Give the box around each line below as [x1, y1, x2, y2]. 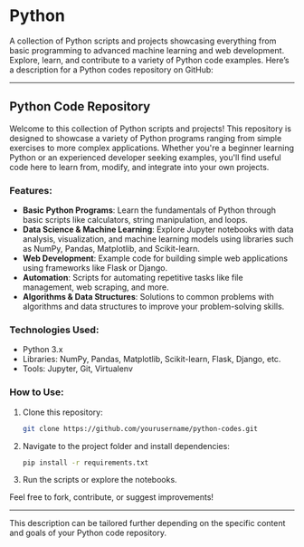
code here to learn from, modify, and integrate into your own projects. [9, 161, 270, 172]
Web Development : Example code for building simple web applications [22, 253, 288, 264]
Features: [9, 184, 52, 197]
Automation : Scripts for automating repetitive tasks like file [22, 273, 243, 283]
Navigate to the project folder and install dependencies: [22, 440, 231, 451]
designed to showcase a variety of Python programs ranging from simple [9, 132, 282, 143]
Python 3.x [22, 344, 63, 355]
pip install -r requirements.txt [22, 458, 149, 467]
